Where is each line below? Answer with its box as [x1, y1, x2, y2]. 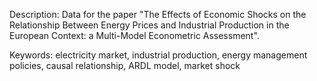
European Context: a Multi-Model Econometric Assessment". [9, 30, 260, 41]
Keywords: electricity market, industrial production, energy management [9, 49, 308, 61]
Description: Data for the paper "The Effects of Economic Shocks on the [9, 9, 307, 20]
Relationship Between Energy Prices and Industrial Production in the [9, 19, 290, 31]
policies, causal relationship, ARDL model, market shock [9, 60, 241, 71]
